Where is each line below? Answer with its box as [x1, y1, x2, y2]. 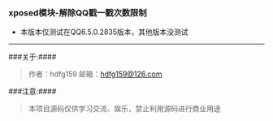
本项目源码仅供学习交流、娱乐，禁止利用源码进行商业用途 [28, 104, 221, 114]
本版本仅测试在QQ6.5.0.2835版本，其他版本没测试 [19, 27, 188, 37]
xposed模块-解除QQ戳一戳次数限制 [8, 6, 148, 18]
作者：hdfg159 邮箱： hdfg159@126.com [28, 69, 162, 79]
